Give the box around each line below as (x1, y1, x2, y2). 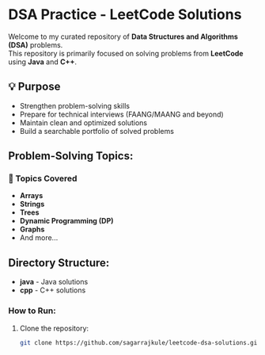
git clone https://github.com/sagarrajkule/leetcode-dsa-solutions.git (19, 338, 261, 346)
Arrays (19, 191, 44, 200)
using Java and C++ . (8, 57, 78, 67)
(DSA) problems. (8, 40, 63, 49)
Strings (19, 200, 45, 209)
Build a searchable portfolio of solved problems (19, 126, 174, 136)
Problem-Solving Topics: (8, 149, 134, 163)
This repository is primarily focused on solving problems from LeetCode (8, 48, 244, 58)
